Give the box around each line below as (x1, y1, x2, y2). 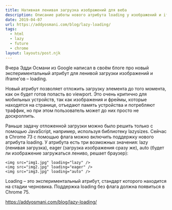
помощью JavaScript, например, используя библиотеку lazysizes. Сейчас (5, 128, 167, 134)
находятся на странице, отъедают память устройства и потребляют (5, 102, 155, 108)
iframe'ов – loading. (5, 75, 47, 82)
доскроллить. (5, 112, 35, 119)
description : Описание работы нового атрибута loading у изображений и (5, 12, 161, 17)
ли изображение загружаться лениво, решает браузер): (5, 150, 129, 156)
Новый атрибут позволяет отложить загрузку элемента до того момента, (5, 85, 166, 91)
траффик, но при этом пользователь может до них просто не (5, 107, 139, 113)
